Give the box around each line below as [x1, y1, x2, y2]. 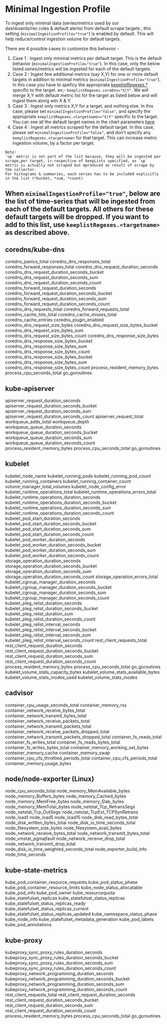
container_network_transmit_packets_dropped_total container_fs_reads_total [5, 734, 162, 740]
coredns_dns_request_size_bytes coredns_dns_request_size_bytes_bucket [5, 322, 158, 328]
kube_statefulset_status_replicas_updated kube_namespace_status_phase [5, 911, 158, 917]
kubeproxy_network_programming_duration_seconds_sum [5, 981, 124, 987]
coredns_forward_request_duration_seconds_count [5, 301, 110, 307]
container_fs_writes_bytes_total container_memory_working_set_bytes [5, 744, 149, 750]
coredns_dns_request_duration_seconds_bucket [5, 269, 104, 275]
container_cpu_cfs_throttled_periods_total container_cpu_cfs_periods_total [5, 755, 158, 761]
